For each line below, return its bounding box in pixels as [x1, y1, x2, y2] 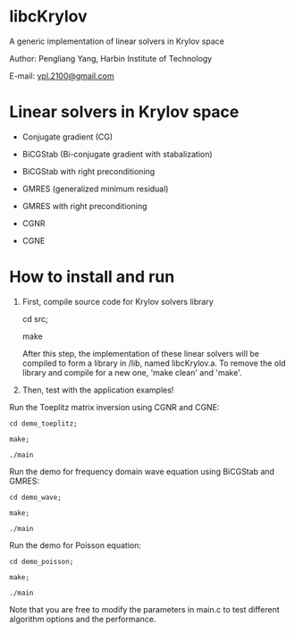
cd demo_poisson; [9, 557, 74, 566]
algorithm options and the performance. [9, 613, 156, 624]
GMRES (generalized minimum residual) [21, 183, 169, 194]
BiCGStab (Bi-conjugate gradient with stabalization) [21, 148, 213, 159]
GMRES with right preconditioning [21, 200, 147, 211]
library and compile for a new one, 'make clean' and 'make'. [21, 367, 242, 377]
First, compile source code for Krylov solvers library [21, 296, 214, 307]
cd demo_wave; [9, 493, 63, 502]
